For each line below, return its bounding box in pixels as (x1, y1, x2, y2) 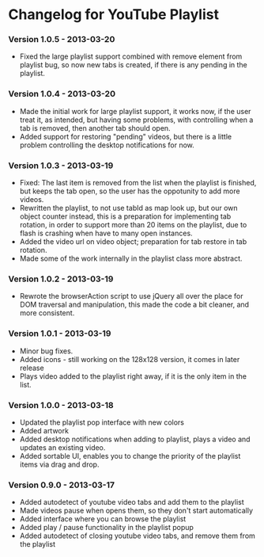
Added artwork (19, 425, 70, 435)
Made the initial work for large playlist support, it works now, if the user (19, 106, 251, 116)
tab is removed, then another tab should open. (19, 123, 172, 132)
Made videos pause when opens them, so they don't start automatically (19, 505, 254, 516)
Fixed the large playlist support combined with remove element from (19, 52, 243, 61)
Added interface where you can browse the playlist (19, 514, 187, 524)
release (19, 363, 45, 372)
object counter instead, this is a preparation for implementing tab (19, 212, 232, 221)
